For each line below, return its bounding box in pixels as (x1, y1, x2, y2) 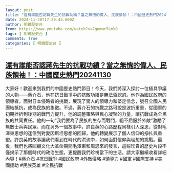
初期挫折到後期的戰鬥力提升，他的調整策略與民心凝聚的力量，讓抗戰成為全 (5, 111, 162, 117)
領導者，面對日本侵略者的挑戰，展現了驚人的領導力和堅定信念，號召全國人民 (5, 98, 167, 104)
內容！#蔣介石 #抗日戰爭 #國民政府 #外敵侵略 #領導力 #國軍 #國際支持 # (5, 156, 158, 162)
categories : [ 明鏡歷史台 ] (5, 41, 61, 46)
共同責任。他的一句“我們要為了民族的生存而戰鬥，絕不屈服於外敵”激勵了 (14, 117, 166, 123)
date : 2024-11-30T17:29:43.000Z (5, 17, 74, 22)
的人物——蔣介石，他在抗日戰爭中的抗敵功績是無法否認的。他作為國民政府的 (5, 92, 167, 98)
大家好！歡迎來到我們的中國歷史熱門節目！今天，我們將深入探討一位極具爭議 (5, 85, 167, 91)
